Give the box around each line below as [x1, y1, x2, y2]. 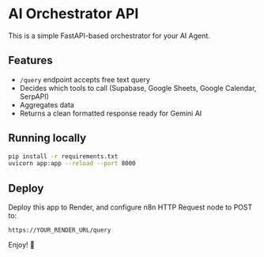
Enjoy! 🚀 [8, 240, 36, 250]
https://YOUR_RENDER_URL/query [8, 226, 111, 234]
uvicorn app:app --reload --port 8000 [8, 160, 136, 168]
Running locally [8, 131, 87, 145]
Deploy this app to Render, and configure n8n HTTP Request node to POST [8, 202, 253, 212]
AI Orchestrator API [8, 5, 139, 23]
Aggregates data [19, 100, 75, 109]
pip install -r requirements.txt [8, 152, 119, 161]
